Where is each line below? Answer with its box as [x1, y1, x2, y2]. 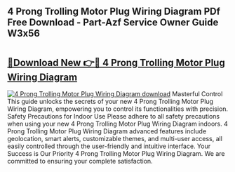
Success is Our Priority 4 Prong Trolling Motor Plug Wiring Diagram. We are [7, 150, 225, 157]
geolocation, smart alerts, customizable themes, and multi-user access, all [7, 135, 223, 143]
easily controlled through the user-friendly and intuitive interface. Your [7, 142, 211, 150]
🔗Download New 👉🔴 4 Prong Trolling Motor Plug [7, 56, 226, 69]
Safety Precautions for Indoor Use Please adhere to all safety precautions [7, 112, 220, 120]
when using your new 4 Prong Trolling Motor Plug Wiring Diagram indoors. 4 [7, 119, 228, 128]
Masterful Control [171, 90, 223, 98]
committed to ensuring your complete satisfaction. [7, 157, 153, 165]
